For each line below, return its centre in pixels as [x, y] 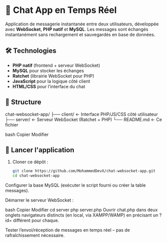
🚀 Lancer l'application [40, 150]
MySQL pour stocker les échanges [48, 70]
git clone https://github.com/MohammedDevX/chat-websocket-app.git [84, 171]
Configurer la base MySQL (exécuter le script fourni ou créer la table [76, 185]
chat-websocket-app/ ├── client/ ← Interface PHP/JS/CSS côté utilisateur [82, 114]
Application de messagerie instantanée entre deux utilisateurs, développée [82, 24]
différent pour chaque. [36, 221]
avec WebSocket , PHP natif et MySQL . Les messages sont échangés [77, 29]
